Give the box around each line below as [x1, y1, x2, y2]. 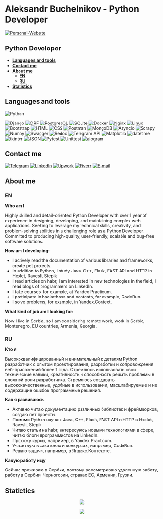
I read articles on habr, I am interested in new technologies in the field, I [12, 278, 156, 284]
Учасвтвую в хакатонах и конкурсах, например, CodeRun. [12, 443, 134, 449]
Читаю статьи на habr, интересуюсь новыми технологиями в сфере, [12, 427, 155, 433]
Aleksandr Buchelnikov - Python [5, 3, 139, 15]
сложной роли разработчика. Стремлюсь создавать [5, 377, 115, 383]
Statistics [12, 83, 33, 89]
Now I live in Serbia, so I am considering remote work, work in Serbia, [5, 318, 145, 324]
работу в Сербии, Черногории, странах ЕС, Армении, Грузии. [5, 472, 134, 478]
